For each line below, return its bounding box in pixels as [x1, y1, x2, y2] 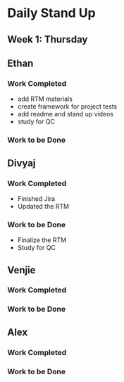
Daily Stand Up [7, 5, 97, 21]
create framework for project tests [17, 102, 118, 111]
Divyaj [7, 157, 36, 169]
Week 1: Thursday [7, 33, 88, 45]
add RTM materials [17, 94, 73, 104]
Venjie [7, 264, 36, 276]
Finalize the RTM [17, 236, 67, 244]
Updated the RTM [17, 202, 69, 210]
